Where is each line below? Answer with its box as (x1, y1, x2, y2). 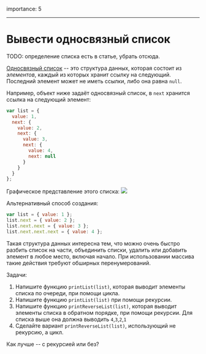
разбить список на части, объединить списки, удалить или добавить (6, 246, 187, 254)
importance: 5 (6, 6, 42, 12)
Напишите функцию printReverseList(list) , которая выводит (15, 303, 177, 310)
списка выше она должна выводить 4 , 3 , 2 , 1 (15, 315, 127, 323)
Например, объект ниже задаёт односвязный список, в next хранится (6, 89, 190, 97)
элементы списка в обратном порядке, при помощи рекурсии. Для (15, 309, 193, 316)
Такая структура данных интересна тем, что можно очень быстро (6, 239, 180, 247)
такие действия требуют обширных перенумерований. (6, 259, 151, 266)
